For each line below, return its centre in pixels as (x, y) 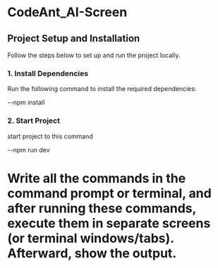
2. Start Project (34, 121)
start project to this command (50, 136)
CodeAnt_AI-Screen (67, 12)
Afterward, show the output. (92, 253)
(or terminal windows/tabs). (91, 238)
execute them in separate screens (109, 223)
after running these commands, (102, 208)
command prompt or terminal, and (109, 193)
